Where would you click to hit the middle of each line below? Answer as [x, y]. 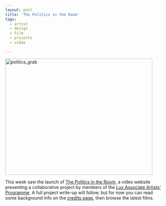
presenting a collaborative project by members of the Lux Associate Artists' [83, 187]
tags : [11, 19]
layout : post [19, 10]
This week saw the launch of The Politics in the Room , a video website [78, 182]
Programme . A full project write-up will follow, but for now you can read [79, 192]
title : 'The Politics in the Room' [42, 15]
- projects [21, 38]
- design [19, 29]
